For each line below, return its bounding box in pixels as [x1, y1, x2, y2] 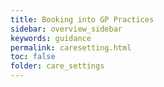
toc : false [10, 52, 56, 62]
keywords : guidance [10, 33, 92, 43]
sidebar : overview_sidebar [10, 24, 123, 34]
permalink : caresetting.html [10, 42, 132, 53]
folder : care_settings [10, 61, 105, 71]
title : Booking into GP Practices [10, 14, 155, 25]
